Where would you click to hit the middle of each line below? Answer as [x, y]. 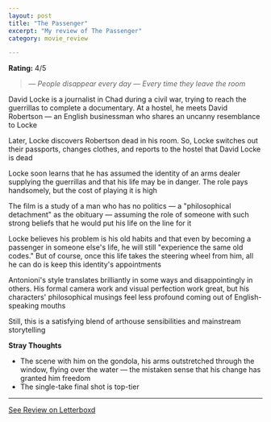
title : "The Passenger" [48, 23]
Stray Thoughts [35, 345]
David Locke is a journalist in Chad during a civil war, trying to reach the [127, 99]
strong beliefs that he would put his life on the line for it [100, 223]
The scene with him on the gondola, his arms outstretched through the [137, 361]
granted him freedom [55, 379]
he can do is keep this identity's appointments [85, 265]
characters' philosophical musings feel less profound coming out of [121, 297]
